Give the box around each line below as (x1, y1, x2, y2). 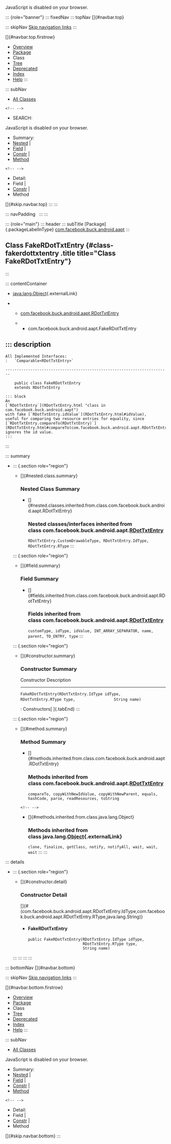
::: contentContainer (5, 280, 47, 287)
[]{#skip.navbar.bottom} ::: (5, 1133, 61, 1139)
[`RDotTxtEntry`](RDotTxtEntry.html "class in (5, 403, 106, 408)
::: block (5, 394, 26, 399)
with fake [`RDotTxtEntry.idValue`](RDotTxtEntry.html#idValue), (5, 411, 147, 417)
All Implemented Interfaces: (5, 354, 67, 359)
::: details (5, 859, 24, 865)
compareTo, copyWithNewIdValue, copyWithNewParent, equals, (27, 791, 158, 797)
